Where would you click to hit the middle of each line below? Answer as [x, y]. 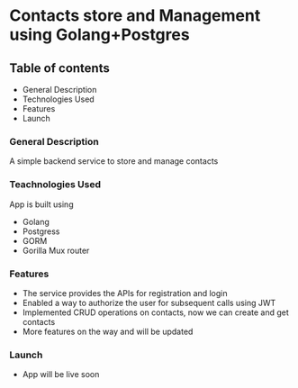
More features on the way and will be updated [108, 331]
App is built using [41, 204]
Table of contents [59, 68]
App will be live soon [61, 374]
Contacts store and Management [135, 16]
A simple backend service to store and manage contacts [114, 161]
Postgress [41, 231]
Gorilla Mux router [56, 250]
